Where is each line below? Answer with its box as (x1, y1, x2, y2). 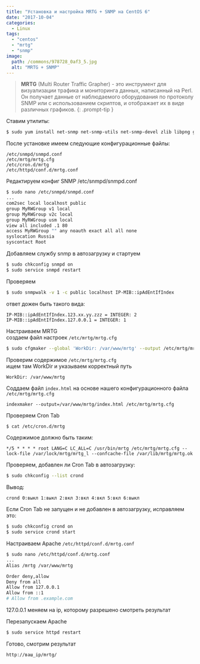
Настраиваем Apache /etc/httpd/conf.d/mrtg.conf (6, 540, 135, 547)
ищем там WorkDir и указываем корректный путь (6, 362, 132, 370)
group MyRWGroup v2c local (6, 211, 73, 217)
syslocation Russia (6, 233, 55, 239)
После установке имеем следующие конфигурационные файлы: (6, 140, 170, 147)
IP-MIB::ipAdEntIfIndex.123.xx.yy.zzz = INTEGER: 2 (6, 312, 137, 318)
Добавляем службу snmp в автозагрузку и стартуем (6, 250, 141, 257)
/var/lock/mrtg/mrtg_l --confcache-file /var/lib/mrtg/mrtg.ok (32, 451, 193, 457)
